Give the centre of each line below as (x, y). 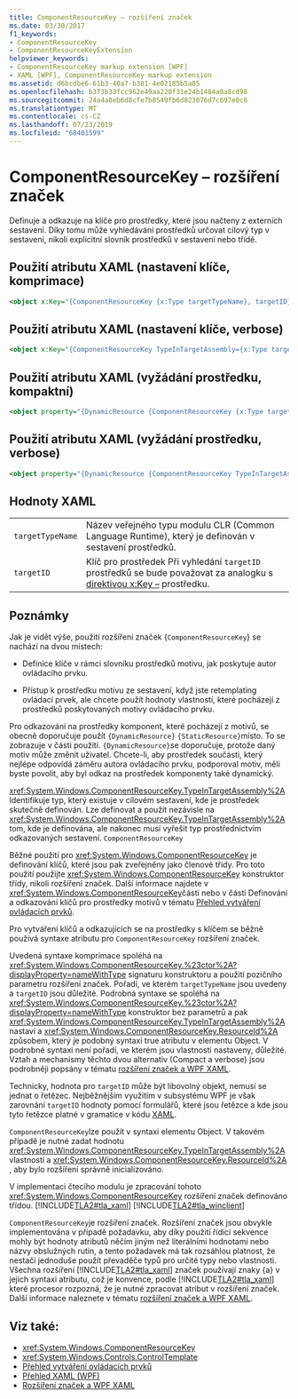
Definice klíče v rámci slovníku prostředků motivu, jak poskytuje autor (149, 664)
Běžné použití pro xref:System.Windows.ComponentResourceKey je (133, 855)
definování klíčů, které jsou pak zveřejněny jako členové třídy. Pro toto (137, 865)
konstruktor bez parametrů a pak (188, 1013)
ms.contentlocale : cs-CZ (55, 116)
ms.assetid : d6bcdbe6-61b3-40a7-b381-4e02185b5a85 (105, 83)
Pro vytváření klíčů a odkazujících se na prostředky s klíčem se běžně (137, 929)
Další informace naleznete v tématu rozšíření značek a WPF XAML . (131, 1299)
